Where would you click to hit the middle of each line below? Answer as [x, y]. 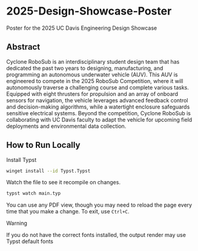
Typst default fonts [30, 241]
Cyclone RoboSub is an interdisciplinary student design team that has [93, 61]
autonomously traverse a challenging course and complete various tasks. [98, 87]
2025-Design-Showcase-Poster [89, 11]
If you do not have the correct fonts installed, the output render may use [96, 235]
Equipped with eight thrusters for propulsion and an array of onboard [92, 94]
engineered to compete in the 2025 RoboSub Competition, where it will [95, 81]
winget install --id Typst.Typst [48, 171]
